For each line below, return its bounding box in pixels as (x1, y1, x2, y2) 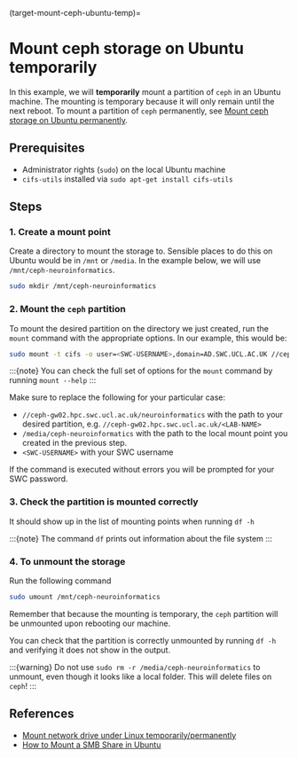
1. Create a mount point (9, 226, 111, 238)
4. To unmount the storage (9, 555, 126, 567)
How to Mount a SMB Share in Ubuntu (21, 739, 161, 750)
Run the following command (9, 575, 112, 586)
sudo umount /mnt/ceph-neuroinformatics (9, 593, 161, 602)
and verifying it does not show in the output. (9, 645, 171, 655)
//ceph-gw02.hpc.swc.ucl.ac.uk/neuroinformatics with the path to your (21, 410, 284, 420)
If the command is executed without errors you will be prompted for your (9, 465, 275, 475)
